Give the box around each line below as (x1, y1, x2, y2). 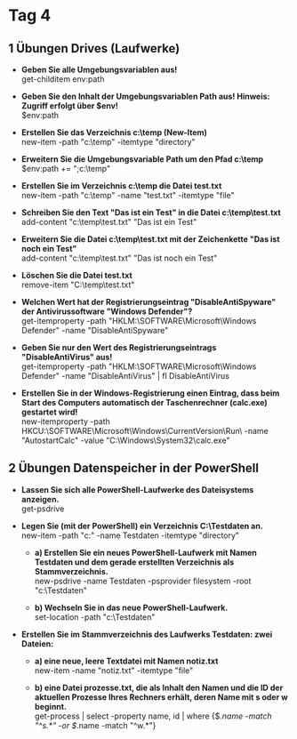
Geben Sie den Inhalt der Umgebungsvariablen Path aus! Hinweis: (20, 91, 270, 101)
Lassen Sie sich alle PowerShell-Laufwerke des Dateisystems (20, 484, 254, 494)
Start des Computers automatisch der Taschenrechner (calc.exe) (20, 398, 268, 407)
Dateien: (20, 638, 54, 649)
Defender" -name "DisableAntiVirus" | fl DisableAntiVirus (20, 371, 230, 381)
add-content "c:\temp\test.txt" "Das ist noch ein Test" (20, 253, 218, 263)
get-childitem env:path (20, 74, 105, 84)
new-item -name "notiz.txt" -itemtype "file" (34, 664, 194, 676)
